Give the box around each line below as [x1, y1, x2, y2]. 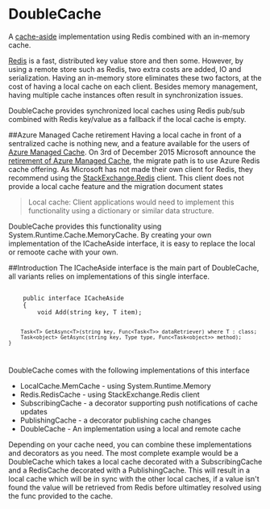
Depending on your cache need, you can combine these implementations [8, 440, 252, 449]
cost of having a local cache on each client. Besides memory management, [8, 82, 258, 91]
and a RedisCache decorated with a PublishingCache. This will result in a [8, 465, 251, 475]
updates [19, 406, 48, 416]
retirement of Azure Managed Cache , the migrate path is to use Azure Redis [8, 155, 260, 166]
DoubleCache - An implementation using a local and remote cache [19, 423, 242, 433]
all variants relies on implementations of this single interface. [8, 271, 210, 281]
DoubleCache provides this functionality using [8, 221, 162, 231]
